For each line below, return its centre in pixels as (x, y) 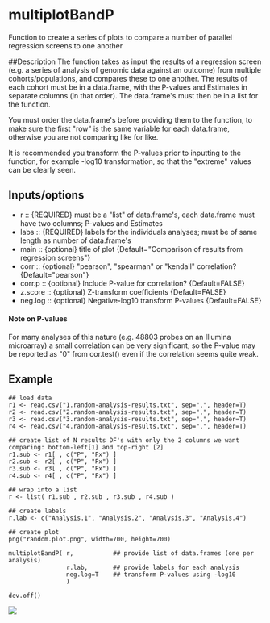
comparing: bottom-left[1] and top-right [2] (86, 447)
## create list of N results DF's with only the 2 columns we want (124, 440)
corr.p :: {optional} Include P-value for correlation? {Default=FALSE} (132, 283)
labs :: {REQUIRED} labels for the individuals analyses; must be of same (139, 232)
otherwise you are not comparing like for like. (83, 137)
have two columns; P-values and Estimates (91, 223)
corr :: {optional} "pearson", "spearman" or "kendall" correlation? (128, 266)
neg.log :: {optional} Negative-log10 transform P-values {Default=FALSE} (141, 300)
